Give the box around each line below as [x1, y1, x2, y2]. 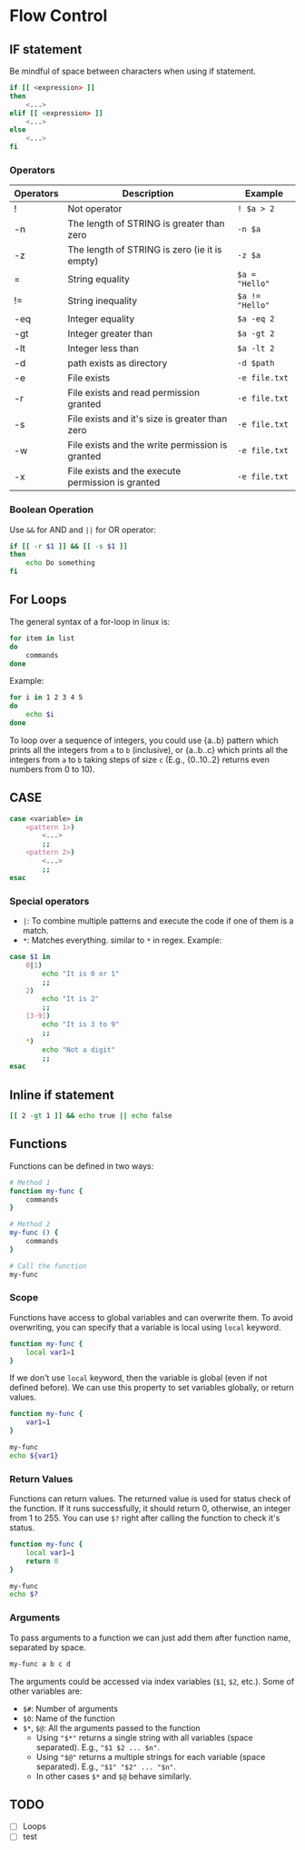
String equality [67, 273, 130, 286]
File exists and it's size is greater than [67, 412, 228, 425]
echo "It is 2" [42, 994, 100, 1004]
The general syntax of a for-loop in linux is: [9, 616, 171, 627]
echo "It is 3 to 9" [42, 1020, 120, 1029]
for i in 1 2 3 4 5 [9, 693, 84, 702]
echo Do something [25, 559, 95, 568]
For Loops [9, 592, 67, 608]
